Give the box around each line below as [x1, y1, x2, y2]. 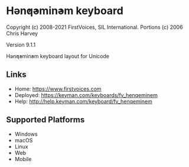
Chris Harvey [6, 29, 38, 36]
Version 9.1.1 [6, 41, 36, 48]
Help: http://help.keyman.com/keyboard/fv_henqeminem [14, 98, 152, 105]
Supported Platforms [6, 115, 85, 125]
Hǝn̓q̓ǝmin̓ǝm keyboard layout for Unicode [6, 52, 109, 59]
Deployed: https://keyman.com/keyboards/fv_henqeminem [14, 91, 158, 98]
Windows [14, 131, 38, 138]
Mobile [14, 155, 32, 162]
